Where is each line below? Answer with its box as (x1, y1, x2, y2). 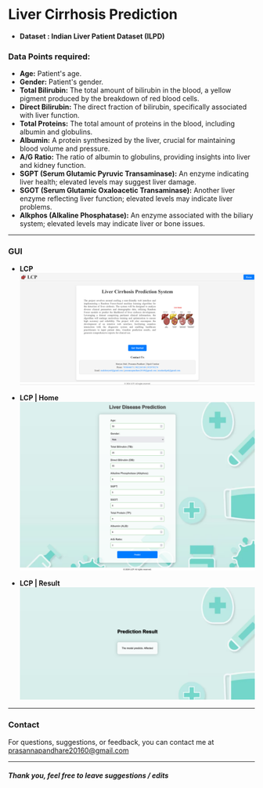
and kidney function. (19, 161, 86, 170)
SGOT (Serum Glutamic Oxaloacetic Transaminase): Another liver (19, 186, 236, 195)
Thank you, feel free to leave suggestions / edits (8, 771, 169, 780)
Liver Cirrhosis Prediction (8, 5, 178, 24)
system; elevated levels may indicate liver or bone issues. (19, 219, 206, 228)
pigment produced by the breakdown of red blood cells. (19, 94, 200, 104)
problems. (19, 202, 52, 212)
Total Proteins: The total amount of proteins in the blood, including (19, 119, 236, 129)
